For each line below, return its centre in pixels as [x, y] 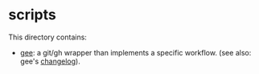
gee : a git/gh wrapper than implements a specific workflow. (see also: [136, 52]
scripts [32, 15]
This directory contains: [47, 37]
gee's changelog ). [50, 61]
